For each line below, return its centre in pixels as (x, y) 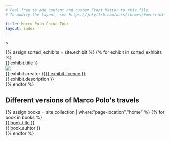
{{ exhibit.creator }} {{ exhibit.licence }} (46, 74)
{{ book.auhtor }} (23, 128)
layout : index (20, 28)
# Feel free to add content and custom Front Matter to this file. (78, 10)
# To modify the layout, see (36, 15)
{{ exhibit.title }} (22, 63)
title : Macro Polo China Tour (37, 24)
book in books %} (24, 118)
